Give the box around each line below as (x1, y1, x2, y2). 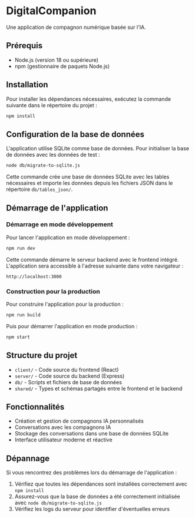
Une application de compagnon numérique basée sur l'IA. (6, 24, 146, 31)
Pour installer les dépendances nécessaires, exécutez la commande (6, 95, 171, 103)
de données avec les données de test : (6, 151, 100, 159)
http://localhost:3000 (6, 273, 62, 279)
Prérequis (6, 41, 43, 51)
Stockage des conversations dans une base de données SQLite (14, 430, 169, 437)
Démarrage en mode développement (6, 220, 114, 229)
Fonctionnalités (6, 402, 65, 412)
